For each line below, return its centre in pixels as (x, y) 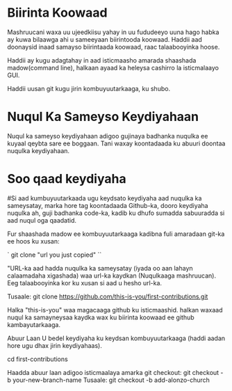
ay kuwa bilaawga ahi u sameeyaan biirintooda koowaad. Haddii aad (105, 39)
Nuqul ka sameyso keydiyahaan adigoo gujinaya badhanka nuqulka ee (108, 136)
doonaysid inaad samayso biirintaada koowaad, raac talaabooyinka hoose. (114, 47)
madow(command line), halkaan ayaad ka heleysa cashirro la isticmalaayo (113, 67)
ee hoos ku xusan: (34, 241)
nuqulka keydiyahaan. (39, 150)
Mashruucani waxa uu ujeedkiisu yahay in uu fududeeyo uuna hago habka (113, 32)
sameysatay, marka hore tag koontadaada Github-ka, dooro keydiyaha (108, 205)
